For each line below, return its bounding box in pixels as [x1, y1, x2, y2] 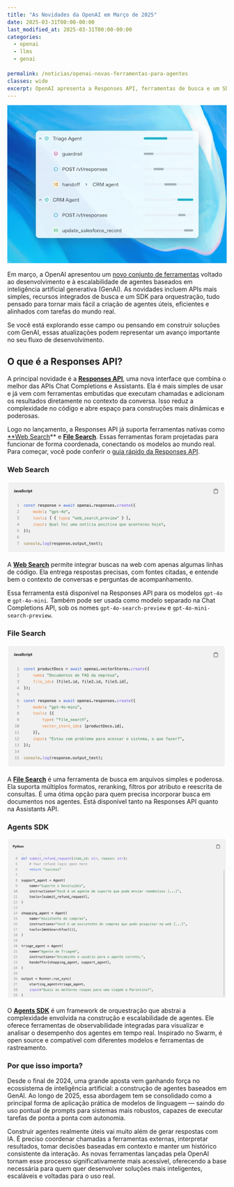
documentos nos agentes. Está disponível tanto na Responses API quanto [7, 797, 219, 806]
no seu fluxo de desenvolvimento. [7, 335, 104, 344]
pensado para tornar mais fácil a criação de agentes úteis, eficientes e [7, 300, 210, 308]
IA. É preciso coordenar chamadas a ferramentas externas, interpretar [7, 1135, 209, 1143]
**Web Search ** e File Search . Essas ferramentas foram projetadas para [7, 432, 219, 441]
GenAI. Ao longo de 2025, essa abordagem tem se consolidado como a [7, 1091, 212, 1100]
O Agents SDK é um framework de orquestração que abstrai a [7, 1006, 187, 1015]
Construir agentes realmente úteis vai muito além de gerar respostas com [7, 1128, 218, 1136]
